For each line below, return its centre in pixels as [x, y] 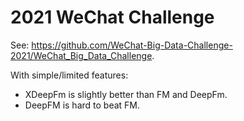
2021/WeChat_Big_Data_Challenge [81, 55]
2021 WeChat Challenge [112, 17]
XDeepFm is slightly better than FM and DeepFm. [126, 94]
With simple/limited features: [69, 75]
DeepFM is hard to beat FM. [82, 105]
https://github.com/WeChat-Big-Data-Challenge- [132, 45]
